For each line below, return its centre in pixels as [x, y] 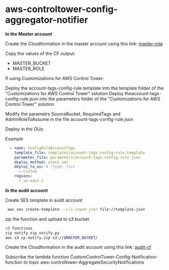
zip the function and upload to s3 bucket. [48, 219]
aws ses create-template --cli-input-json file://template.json [76, 209]
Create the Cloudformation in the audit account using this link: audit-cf [78, 247]
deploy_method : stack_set [41, 162]
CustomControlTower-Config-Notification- [114, 257]
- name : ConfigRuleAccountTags [43, 148]
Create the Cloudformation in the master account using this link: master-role [84, 43]
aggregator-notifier [47, 20]
